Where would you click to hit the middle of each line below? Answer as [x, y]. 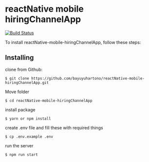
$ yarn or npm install [28, 119]
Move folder [17, 92]
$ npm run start [21, 155]
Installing [19, 58]
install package [20, 110]
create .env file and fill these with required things [54, 127]
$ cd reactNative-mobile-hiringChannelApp [49, 101]
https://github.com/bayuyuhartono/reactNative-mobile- [88, 78]
